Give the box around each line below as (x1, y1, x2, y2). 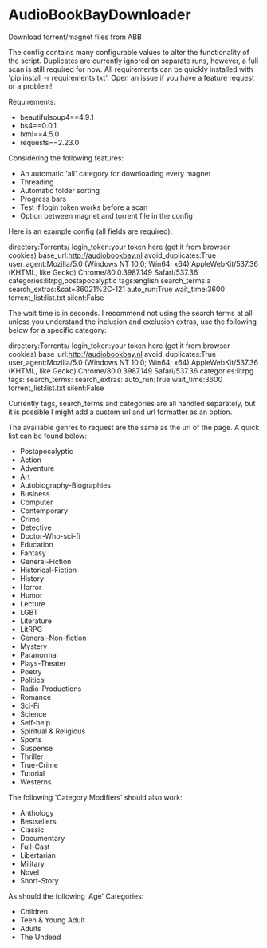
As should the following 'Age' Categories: (8, 891, 144, 901)
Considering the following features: (8, 153, 124, 163)
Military (19, 859, 45, 868)
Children (19, 907, 49, 916)
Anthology (19, 808, 54, 817)
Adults (19, 923, 41, 933)
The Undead (19, 932, 61, 942)
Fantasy (19, 548, 46, 558)
